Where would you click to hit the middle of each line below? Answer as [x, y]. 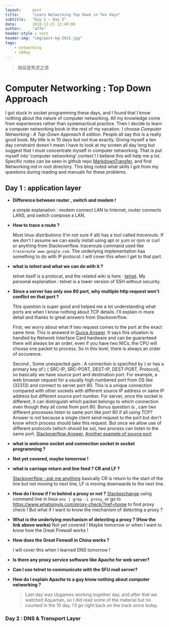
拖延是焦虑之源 [33, 67]
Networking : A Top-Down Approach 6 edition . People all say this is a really [83, 134]
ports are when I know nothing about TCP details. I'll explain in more [83, 312]
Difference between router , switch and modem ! [64, 200]
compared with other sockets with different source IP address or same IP [88, 391]
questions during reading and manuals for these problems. [66, 172]
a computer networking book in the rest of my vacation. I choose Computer [83, 129]
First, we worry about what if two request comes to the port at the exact [87, 327]
